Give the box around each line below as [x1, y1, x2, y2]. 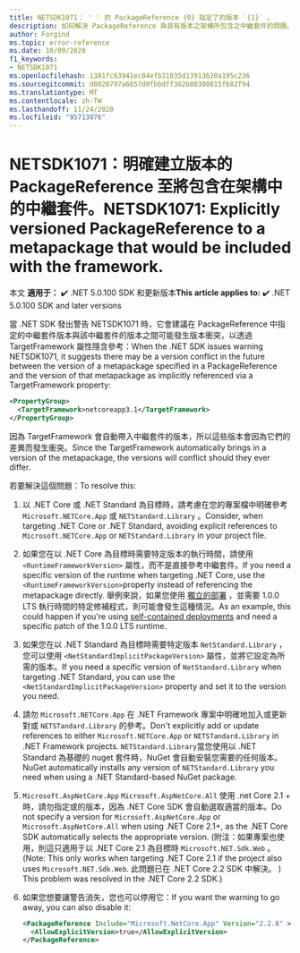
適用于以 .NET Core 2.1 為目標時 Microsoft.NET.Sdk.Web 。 [61, 842, 276, 853]
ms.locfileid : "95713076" [9, 113, 106, 122]
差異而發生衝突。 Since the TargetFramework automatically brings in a [9, 442, 267, 453]
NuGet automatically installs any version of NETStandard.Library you [21, 762, 275, 772]
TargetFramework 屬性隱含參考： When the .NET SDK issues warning [9, 341, 264, 352]
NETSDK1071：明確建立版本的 [9, 154, 233, 174]
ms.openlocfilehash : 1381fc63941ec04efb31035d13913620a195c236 [9, 72, 251, 81]
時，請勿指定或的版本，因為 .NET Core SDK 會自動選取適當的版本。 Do [21, 801, 282, 812]
